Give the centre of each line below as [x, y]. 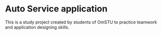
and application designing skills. [37, 27]
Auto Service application [56, 9]
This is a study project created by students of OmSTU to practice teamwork [81, 22]
